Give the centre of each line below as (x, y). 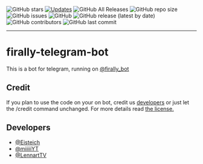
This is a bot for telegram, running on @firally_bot (68, 69)
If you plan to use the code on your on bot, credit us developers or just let (98, 102)
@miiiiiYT (27, 148)
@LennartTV (31, 155)
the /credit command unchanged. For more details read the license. (90, 109)
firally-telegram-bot (57, 52)
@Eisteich (27, 142)
